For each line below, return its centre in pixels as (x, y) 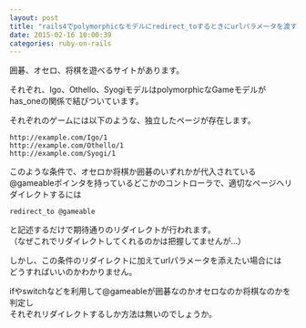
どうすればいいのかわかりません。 (73, 272)
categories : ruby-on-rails (61, 43)
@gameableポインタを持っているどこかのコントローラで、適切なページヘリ (151, 183)
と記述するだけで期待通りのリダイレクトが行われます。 (112, 230)
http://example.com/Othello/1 (67, 146)
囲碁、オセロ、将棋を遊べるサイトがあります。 (97, 70)
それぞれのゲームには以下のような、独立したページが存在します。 (133, 120)
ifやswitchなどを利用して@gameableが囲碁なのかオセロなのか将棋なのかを (150, 292)
